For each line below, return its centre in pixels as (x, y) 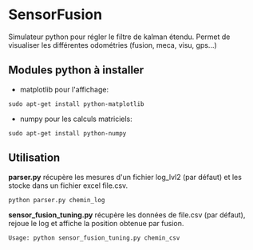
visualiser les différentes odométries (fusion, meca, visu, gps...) (113, 45)
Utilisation (34, 158)
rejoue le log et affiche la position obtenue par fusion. (96, 223)
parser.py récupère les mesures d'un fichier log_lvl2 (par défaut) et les (125, 177)
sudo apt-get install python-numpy (67, 133)
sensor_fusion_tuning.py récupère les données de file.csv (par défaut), (127, 215)
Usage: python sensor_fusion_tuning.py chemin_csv (94, 238)
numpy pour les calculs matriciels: (76, 119)
